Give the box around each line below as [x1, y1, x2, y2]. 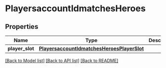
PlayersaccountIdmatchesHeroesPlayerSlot [39, 45, 144, 52]
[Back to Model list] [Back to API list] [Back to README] [5, 58, 119, 64]
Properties [5, 23, 39, 31]
